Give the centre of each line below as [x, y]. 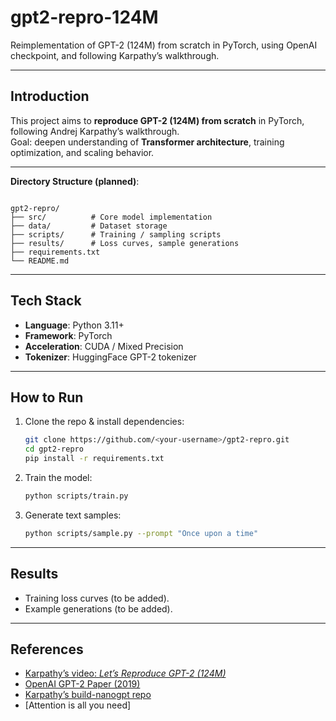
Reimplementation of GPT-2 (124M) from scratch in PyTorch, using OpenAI [164, 45]
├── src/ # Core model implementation [111, 217]
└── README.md [40, 261]
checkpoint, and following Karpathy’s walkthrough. [115, 55]
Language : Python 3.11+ [74, 325]
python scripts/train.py [76, 496]
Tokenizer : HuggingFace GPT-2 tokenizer [110, 357]
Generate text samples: [73, 515]
